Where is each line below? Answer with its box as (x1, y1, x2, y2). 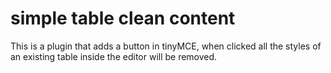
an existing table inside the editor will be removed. (10, 50, 218, 62)
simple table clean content (10, 7, 236, 30)
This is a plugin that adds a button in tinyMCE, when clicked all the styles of (10, 40, 322, 52)
